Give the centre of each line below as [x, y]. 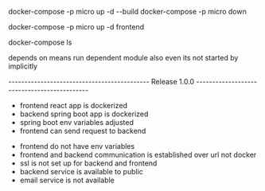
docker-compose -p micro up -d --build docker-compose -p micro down [127, 12]
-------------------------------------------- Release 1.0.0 [101, 82]
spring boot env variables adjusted [76, 122]
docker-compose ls [40, 42]
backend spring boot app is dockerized [84, 114]
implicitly [23, 66]
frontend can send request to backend [83, 131]
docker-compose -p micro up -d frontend [76, 27]
